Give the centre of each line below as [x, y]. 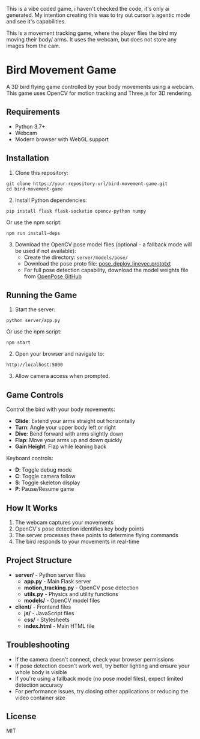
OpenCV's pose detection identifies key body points [79, 529]
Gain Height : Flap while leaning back [61, 446]
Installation [28, 158]
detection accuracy [39, 685]
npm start [19, 343]
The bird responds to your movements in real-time [77, 541]
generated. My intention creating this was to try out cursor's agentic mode [98, 15]
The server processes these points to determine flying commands [96, 535]
